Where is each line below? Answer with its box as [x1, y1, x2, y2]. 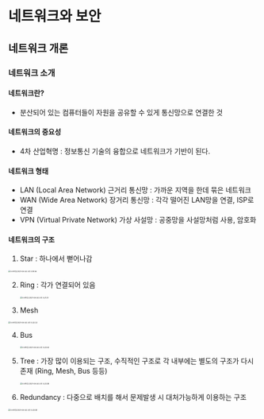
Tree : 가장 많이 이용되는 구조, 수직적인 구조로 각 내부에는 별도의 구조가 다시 [19, 356, 254, 366]
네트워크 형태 [8, 166, 49, 176]
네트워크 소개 [8, 67, 55, 78]
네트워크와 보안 [8, 7, 101, 25]
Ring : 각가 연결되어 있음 [19, 280, 96, 290]
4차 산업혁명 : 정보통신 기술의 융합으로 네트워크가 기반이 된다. [19, 146, 211, 156]
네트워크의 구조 [8, 235, 55, 244]
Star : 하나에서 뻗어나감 [19, 254, 93, 263]
